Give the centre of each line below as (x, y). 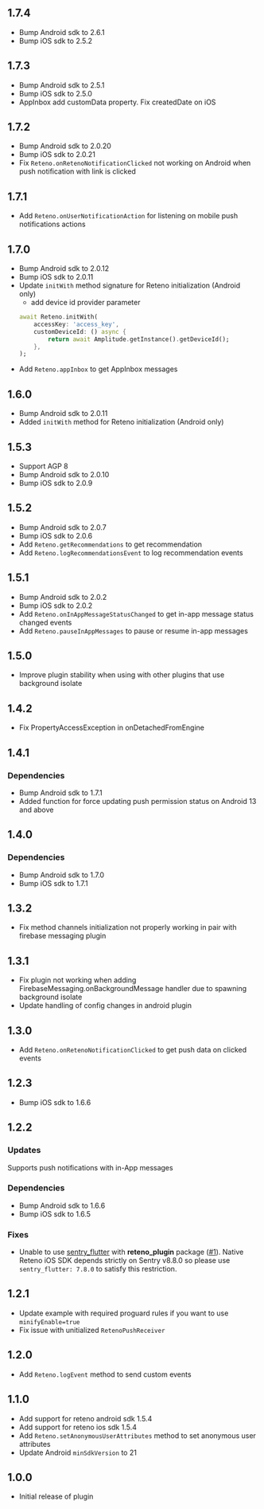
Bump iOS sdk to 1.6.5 (55, 1213)
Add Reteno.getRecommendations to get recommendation (111, 544)
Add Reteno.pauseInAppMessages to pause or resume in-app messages (133, 631)
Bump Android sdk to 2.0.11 (63, 414)
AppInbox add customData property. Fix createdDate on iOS (117, 102)
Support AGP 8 (43, 466)
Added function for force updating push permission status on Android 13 (138, 801)
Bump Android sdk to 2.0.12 (64, 268)
